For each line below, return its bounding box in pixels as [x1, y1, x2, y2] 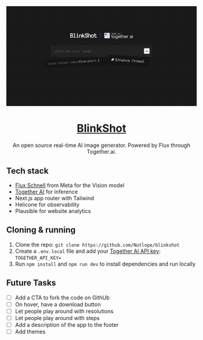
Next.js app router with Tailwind [14, 195, 94, 202]
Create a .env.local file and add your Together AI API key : [14, 247, 161, 255]
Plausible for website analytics [14, 208, 91, 215]
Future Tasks [6, 278, 56, 288]
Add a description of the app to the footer [14, 321, 119, 329]
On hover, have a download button [14, 301, 101, 308]
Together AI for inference [14, 188, 79, 195]
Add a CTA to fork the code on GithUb [14, 293, 110, 301]
